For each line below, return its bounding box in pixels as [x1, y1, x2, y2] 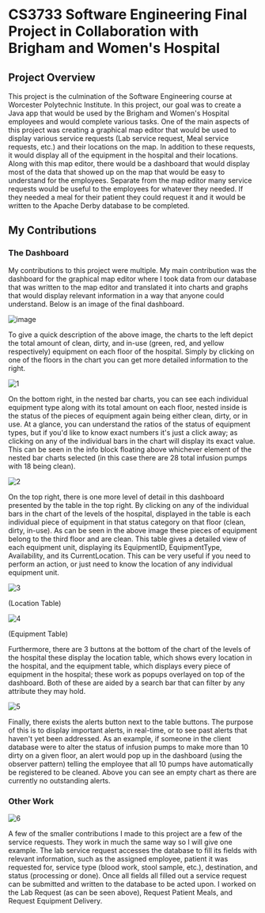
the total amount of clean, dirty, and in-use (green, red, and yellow [8, 338, 225, 347]
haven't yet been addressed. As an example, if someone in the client [8, 733, 232, 743]
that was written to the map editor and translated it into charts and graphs [8, 282, 248, 292]
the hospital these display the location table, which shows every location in [8, 653, 252, 662]
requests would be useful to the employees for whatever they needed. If [8, 184, 244, 193]
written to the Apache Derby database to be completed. [8, 201, 190, 210]
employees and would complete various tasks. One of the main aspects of [8, 117, 250, 126]
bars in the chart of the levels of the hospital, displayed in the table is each [8, 509, 251, 518]
